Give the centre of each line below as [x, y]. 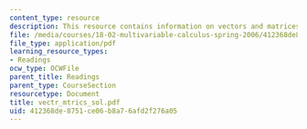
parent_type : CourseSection [63, 85]
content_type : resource [55, 18]
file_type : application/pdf [63, 43]
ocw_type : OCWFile [44, 69]
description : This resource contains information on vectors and [136, 26]
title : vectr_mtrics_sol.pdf [65, 102]
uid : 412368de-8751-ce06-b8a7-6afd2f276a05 [94, 111]
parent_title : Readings [55, 77]
